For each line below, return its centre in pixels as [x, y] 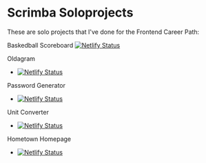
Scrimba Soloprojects [70, 13]
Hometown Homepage [39, 139]
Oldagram [21, 58]
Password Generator [37, 85]
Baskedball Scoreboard [40, 45]
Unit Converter [28, 112]
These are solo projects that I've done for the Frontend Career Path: [103, 32]
